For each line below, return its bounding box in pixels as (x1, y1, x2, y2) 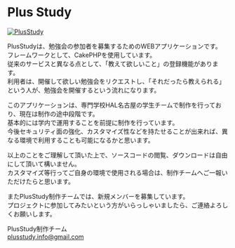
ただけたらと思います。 (7, 177, 75, 185)
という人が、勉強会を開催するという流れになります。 (7, 86, 161, 94)
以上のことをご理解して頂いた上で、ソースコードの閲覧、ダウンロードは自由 (7, 150, 228, 159)
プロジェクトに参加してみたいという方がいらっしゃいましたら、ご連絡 (7, 201, 210, 209)
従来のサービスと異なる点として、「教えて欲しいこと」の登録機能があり (7, 59, 213, 67)
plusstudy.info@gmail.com (7, 233, 84, 241)
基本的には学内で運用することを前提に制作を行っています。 (7, 118, 179, 126)
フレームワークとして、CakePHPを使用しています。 (7, 51, 156, 59)
